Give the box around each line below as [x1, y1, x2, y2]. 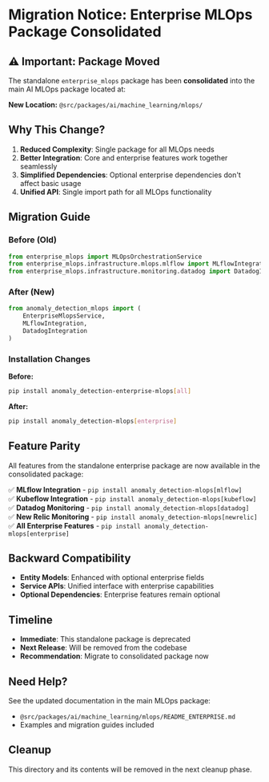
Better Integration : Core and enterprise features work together [19, 152, 228, 162]
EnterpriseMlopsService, [22, 312, 106, 320]
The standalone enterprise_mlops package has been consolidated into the [8, 76, 255, 85]
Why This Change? [8, 123, 106, 137]
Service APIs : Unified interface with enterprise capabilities [19, 581, 215, 591]
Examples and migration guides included [19, 720, 155, 730]
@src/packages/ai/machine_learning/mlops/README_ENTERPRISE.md [19, 713, 236, 721]
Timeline [8, 613, 54, 626]
